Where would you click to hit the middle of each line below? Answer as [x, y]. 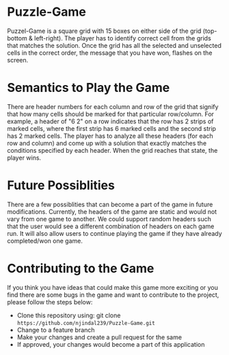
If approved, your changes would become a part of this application [111, 344]
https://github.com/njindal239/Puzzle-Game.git [86, 323]
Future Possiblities [61, 185]
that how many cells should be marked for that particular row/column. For [110, 114]
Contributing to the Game [81, 269]
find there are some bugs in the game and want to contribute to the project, [113, 295]
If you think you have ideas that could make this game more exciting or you [113, 287]
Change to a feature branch [56, 330]
